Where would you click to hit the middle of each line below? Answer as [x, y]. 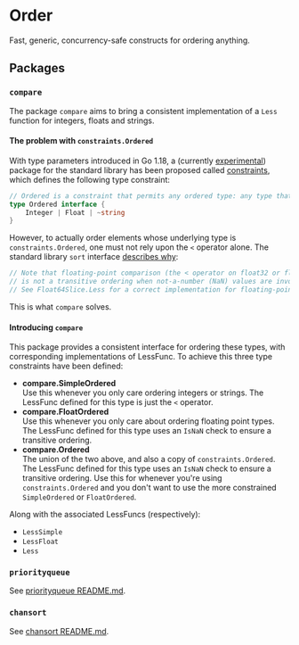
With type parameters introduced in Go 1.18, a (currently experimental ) [138, 161]
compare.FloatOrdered [65, 412]
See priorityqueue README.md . [68, 591]
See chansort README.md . [59, 631]
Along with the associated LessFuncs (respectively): [105, 515]
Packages [37, 68]
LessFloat [40, 542]
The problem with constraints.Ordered [81, 141]
